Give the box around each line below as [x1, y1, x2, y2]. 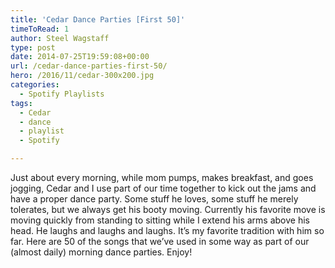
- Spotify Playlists [19, 89, 105, 99]
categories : [10, 80, 60, 90]
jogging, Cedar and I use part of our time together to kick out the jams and [10, 182, 317, 194]
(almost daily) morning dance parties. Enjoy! [10, 246, 193, 258]
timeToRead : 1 [10, 24, 70, 34]
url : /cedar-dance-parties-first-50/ [10, 61, 168, 71]
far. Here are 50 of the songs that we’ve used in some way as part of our [10, 236, 310, 247]
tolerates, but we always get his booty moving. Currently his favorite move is [10, 204, 326, 215]
